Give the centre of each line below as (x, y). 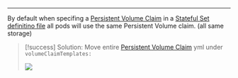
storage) (20, 33)
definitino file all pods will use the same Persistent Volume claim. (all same (116, 26)
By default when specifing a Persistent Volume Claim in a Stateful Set (109, 18)
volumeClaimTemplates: (58, 54)
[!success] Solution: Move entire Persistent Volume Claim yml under (124, 47)
